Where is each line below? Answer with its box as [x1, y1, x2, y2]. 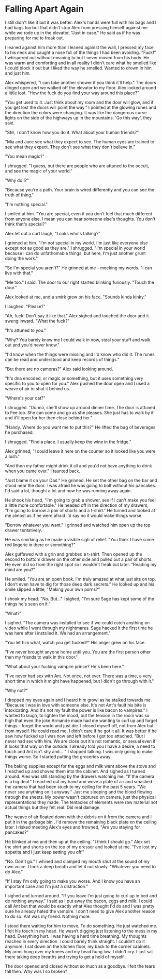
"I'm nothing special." [5, 201, 48, 207]
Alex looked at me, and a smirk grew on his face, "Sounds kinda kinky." [5, 294, 147, 300]
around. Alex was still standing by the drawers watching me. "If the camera [5, 773, 155, 779]
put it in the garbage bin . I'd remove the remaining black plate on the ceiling [5, 819, 157, 824]
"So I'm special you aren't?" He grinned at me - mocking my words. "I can [5, 265, 152, 271]
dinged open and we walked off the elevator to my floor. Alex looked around [5, 85, 156, 90]
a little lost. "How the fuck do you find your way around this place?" [5, 90, 139, 96]
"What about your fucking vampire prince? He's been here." [5, 663, 124, 669]
